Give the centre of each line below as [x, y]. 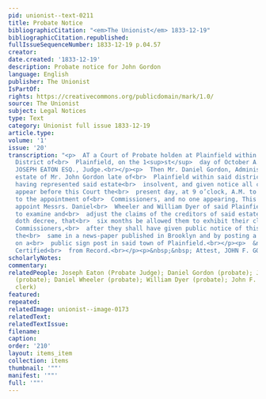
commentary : [28, 265]
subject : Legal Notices [47, 111]
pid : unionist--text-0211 [51, 15]
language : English [38, 74]
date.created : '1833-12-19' [55, 60]
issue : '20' [28, 148]
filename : [25, 331]
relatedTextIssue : [38, 324]
